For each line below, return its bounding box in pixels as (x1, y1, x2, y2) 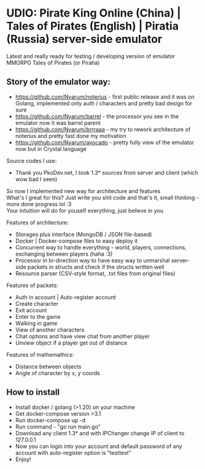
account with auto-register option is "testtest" (15, 449, 132, 456)
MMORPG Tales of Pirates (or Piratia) (6, 59, 100, 66)
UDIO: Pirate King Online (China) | (6, 6, 181, 20)
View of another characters (15, 326, 85, 334)
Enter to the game (15, 313, 61, 320)
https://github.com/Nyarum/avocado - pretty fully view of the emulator (15, 139, 195, 146)
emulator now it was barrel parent (15, 119, 101, 126)
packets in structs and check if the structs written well (27, 263, 164, 270)
